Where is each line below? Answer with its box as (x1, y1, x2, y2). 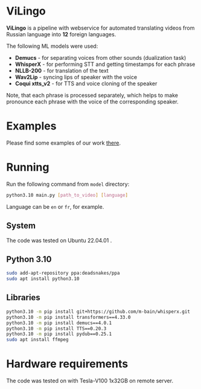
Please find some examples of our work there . (6, 139, 121, 146)
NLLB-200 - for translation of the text (14, 67, 109, 74)
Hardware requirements (6, 357, 129, 371)
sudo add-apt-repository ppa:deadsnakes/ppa (6, 270, 120, 276)
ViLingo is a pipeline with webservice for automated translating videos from (6, 24, 195, 31)
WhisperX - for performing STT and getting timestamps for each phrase (14, 60, 196, 68)
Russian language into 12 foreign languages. (6, 30, 116, 38)
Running (6, 160, 49, 174)
